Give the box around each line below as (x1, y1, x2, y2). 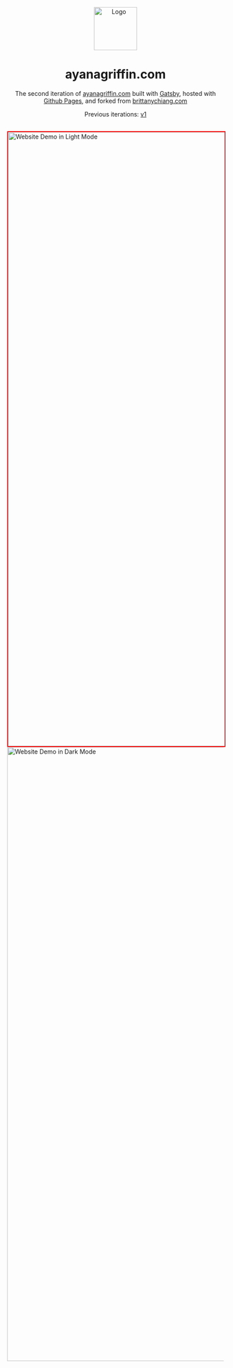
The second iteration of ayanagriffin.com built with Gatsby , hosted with (14, 89, 217, 97)
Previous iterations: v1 (85, 110, 146, 118)
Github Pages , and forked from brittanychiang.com (43, 97, 188, 105)
